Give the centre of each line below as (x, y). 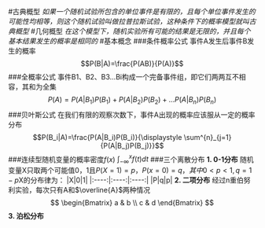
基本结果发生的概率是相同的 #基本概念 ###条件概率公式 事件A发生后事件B (128, 41)
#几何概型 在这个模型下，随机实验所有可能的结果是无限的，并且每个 (140, 31)
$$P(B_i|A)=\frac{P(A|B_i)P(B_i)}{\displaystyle (107, 137)
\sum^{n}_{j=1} (208, 137)
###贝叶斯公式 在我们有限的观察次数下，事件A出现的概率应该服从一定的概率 (132, 114)
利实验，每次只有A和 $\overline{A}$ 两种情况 (79, 190)
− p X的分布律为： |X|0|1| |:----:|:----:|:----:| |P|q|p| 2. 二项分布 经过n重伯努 (129, 180)
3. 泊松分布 (26, 216)
